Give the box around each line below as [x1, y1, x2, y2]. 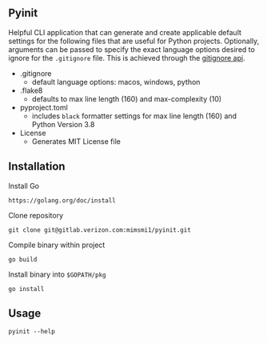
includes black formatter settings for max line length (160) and [31, 111, 237, 121]
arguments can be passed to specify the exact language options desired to [8, 44, 256, 54]
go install [8, 285, 45, 293]
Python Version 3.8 [31, 119, 95, 129]
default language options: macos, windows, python [31, 77, 201, 86]
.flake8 [19, 86, 43, 95]
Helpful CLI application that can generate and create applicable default [8, 27, 242, 37]
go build [8, 255, 38, 263]
